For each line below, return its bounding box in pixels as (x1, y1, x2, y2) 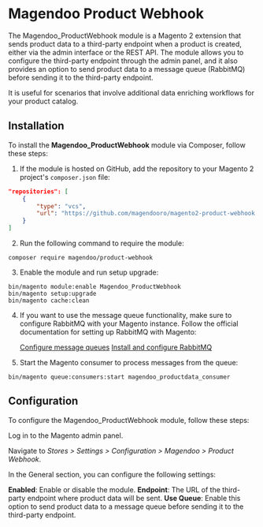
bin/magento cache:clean (8, 297, 90, 305)
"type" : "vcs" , (36, 202, 87, 210)
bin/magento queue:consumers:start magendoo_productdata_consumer (8, 373, 231, 381)
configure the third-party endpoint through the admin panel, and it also (8, 56, 238, 65)
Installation (8, 119, 65, 133)
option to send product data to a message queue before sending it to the (8, 502, 244, 511)
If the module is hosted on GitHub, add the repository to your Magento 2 (19, 163, 254, 174)
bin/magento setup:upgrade (8, 290, 97, 297)
